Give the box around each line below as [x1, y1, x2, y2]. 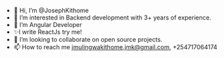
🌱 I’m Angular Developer [13, 21, 83, 28]
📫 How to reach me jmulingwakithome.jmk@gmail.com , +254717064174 [13, 43, 218, 51]
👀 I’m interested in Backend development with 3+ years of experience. [13, 13, 212, 22]
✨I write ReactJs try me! [13, 28, 83, 36]
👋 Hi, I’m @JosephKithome [13, 7, 89, 14]
